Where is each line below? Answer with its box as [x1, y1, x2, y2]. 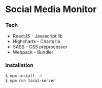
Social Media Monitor [5, 4, 97, 15]
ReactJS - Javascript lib [12, 33, 63, 39]
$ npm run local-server [5, 78, 56, 83]
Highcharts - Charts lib [12, 38, 61, 45]
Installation [5, 62, 34, 69]
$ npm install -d [5, 73, 42, 78]
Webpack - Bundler [12, 49, 54, 55]
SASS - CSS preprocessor [12, 44, 67, 50]
